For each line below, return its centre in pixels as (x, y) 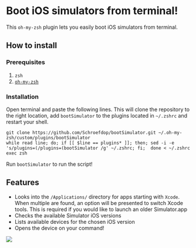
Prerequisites (26, 62)
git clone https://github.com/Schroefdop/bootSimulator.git (81, 133)
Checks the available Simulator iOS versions (68, 215)
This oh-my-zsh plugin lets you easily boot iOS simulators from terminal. (92, 27)
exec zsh (17, 153)
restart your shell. (27, 122)
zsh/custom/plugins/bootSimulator (48, 138)
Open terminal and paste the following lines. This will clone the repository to (98, 109)
